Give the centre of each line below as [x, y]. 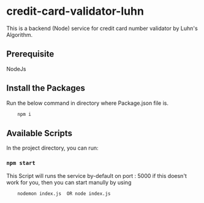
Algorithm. [19, 34]
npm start [21, 163]
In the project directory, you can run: [52, 148]
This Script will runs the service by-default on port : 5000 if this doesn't [96, 175]
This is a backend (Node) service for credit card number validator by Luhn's [102, 28]
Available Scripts [39, 133]
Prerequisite [30, 54]
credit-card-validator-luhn [75, 11]
